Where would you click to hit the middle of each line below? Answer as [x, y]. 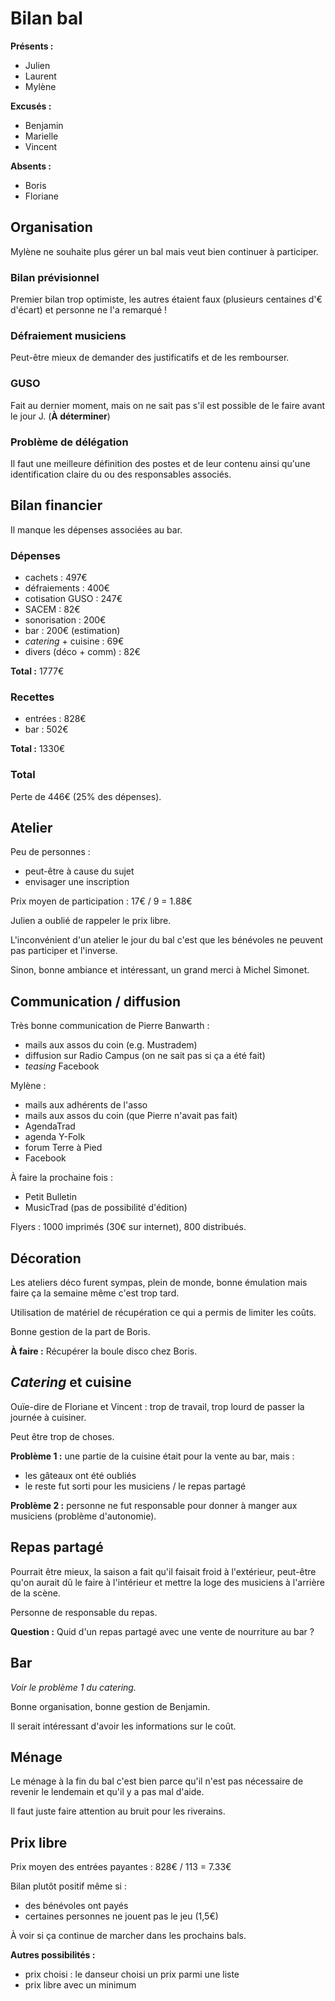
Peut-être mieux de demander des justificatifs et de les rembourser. [150, 358]
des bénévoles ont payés [76, 1906]
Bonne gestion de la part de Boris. [80, 1332]
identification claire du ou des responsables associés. [121, 474]
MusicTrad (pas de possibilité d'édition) [106, 1208]
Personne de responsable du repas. [84, 1612]
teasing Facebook [62, 1066]
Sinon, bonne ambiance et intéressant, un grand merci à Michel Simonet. [160, 970]
